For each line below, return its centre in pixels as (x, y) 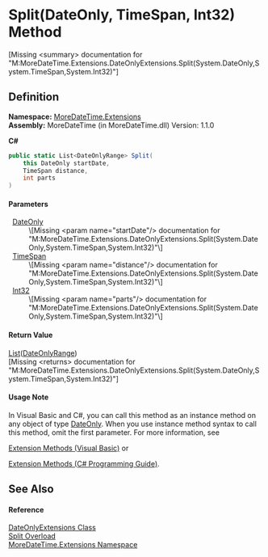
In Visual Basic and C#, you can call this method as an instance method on (132, 415)
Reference (26, 509)
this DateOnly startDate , (67, 163)
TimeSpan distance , (56, 171)
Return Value (31, 335)
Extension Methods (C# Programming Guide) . (84, 463)
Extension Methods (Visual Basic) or (69, 448)
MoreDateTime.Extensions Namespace (73, 545)
